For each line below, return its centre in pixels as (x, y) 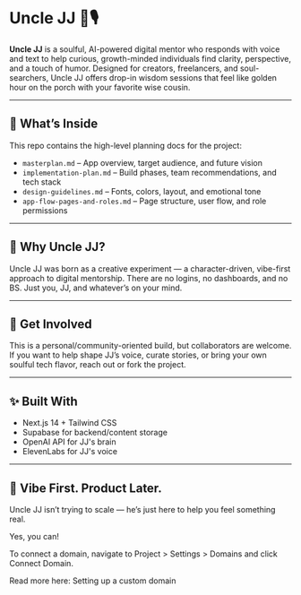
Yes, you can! (34, 536)
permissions (45, 210)
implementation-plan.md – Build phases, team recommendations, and (150, 172)
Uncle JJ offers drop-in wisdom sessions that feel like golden (164, 77)
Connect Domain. (42, 563)
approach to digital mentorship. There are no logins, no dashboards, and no (149, 278)
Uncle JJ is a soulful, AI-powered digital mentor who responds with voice (145, 49)
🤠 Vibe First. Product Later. (86, 488)
